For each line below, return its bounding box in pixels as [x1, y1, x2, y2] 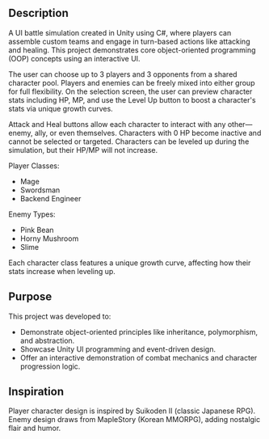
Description [8, 6, 69, 20]
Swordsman [19, 185, 61, 195]
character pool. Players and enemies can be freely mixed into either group [8, 78, 255, 87]
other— [227, 119, 253, 129]
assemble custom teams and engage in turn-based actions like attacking [8, 36, 250, 46]
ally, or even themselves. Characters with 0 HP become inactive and [34, 128, 262, 137]
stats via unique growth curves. [8, 103, 113, 113]
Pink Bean [19, 225, 54, 234]
